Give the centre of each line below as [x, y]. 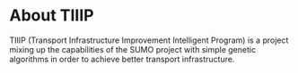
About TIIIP [52, 16]
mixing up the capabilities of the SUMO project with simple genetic [133, 49]
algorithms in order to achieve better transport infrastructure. [122, 59]
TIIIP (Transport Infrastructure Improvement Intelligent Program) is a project [149, 40]
